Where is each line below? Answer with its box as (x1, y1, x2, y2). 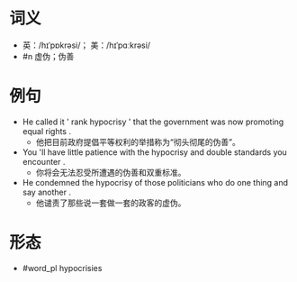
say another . (22, 186, 72, 197)
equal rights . (22, 125, 72, 136)
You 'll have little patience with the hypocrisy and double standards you (22, 146, 288, 158)
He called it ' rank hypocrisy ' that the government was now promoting (22, 116, 284, 127)
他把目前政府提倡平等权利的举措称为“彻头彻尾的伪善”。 (35, 136, 240, 147)
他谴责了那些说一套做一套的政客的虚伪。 (35, 197, 186, 208)
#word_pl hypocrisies (22, 262, 103, 273)
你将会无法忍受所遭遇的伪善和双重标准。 (35, 167, 186, 177)
